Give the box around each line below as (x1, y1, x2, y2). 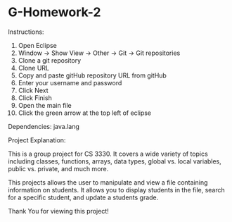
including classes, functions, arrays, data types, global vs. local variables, (8, 156, 222, 166)
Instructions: (8, 27, 44, 36)
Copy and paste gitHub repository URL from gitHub (18, 71, 167, 80)
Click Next (18, 86, 49, 94)
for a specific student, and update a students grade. (8, 193, 159, 202)
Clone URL (18, 63, 50, 72)
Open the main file (18, 101, 72, 109)
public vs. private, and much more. (8, 164, 109, 173)
